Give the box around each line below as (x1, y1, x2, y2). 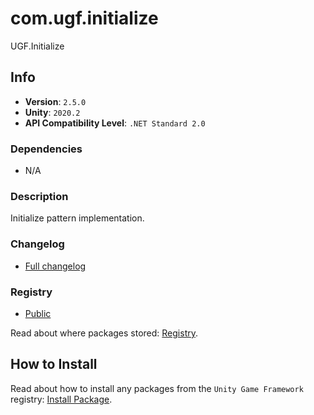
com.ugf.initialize (10, 7, 159, 30)
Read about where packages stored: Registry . (10, 327, 198, 339)
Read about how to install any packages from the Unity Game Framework (10, 382, 304, 394)
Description (10, 189, 69, 203)
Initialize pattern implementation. (10, 212, 145, 224)
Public (24, 307, 52, 319)
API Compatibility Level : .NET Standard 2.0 (24, 117, 206, 129)
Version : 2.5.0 (24, 95, 87, 107)
